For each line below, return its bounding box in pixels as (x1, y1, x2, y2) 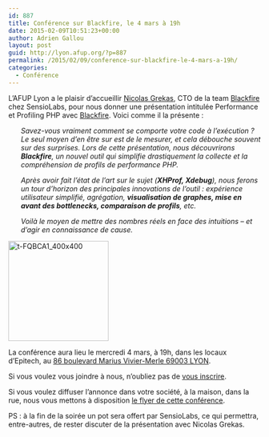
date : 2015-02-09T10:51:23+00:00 (8, 26, 120, 34)
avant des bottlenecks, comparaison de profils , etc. (21, 201, 197, 210)
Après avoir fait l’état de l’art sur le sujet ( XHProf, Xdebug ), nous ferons (21, 175, 259, 185)
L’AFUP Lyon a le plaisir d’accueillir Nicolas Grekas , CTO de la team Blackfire (8, 93, 260, 102)
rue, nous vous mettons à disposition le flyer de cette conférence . (8, 395, 226, 405)
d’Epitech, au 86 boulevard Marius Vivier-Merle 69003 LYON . (8, 355, 211, 365)
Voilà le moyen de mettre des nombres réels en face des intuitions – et (21, 216, 253, 226)
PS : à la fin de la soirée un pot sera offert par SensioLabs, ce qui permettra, (8, 411, 259, 420)
